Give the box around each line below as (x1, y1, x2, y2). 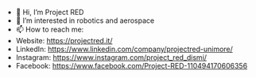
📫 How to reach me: (15, 24, 84, 34)
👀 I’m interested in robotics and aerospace (15, 16, 155, 25)
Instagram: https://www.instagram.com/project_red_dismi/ (15, 53, 208, 62)
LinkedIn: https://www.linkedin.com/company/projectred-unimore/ (15, 44, 233, 54)
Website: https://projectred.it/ (15, 36, 113, 45)
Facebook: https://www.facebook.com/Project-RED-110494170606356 (15, 61, 248, 70)
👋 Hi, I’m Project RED (15, 8, 84, 17)
